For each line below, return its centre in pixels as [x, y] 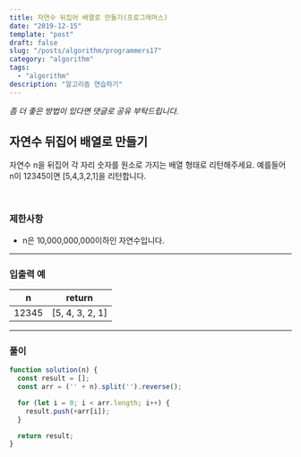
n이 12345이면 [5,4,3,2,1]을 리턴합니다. [78, 177]
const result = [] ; [54, 379]
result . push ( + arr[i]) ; [68, 411]
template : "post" [42, 34]
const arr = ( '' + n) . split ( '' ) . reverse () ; [100, 387]
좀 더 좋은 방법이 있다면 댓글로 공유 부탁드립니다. [94, 111]
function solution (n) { [54, 370]
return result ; [46, 435]
